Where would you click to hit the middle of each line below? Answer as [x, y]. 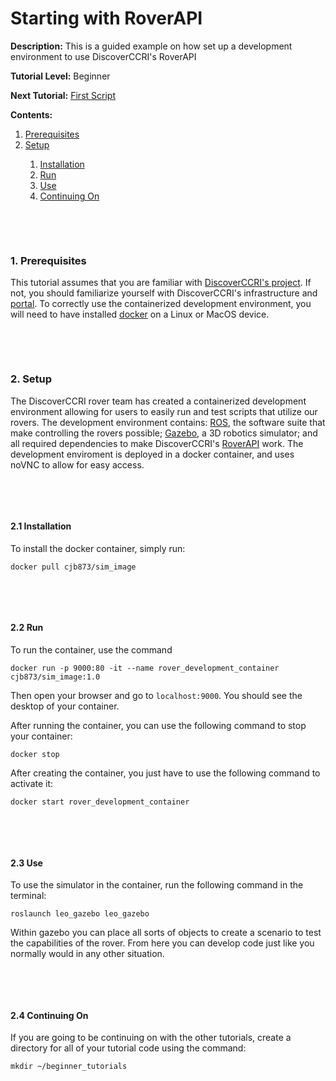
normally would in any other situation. [87, 954]
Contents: [31, 114]
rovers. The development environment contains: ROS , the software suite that [168, 422]
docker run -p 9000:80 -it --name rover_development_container [145, 668]
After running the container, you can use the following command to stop [158, 725]
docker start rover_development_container [100, 802]
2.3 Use [26, 863]
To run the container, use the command [91, 649]
